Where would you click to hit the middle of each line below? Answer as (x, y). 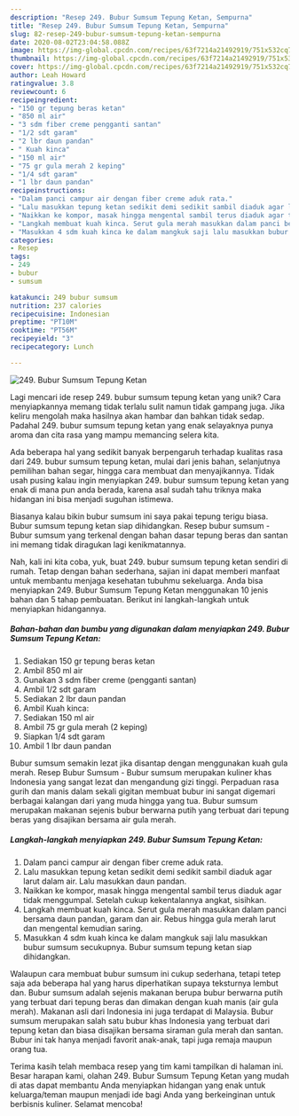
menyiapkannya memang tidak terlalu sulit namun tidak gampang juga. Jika (147, 406)
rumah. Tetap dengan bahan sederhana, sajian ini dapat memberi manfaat (145, 571)
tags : (20, 257)
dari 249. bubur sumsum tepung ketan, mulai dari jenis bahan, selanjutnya (145, 461)
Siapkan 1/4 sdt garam (64, 736)
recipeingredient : (44, 100)
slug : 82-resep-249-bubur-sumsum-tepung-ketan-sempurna (115, 34)
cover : (22, 67)
